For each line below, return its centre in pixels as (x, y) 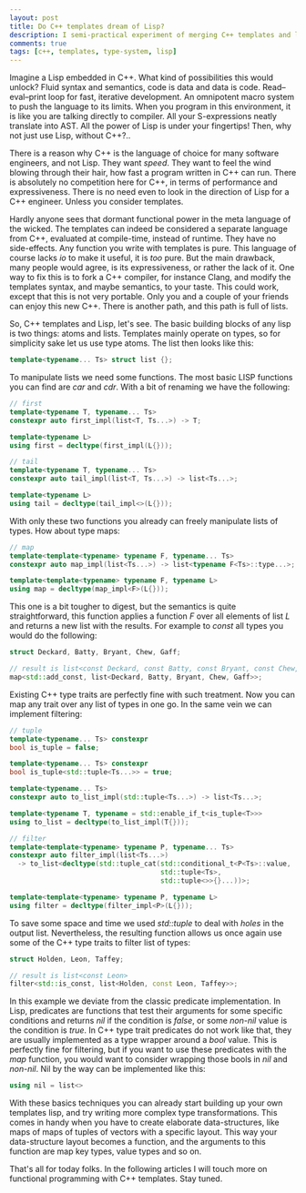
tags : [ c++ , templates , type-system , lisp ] (93, 52)
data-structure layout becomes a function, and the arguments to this (138, 1142)
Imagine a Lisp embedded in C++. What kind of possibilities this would (142, 77)
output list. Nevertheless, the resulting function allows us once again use (146, 933)
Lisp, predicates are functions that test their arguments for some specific (146, 1011)
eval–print (28, 97)
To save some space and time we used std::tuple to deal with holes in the (147, 923)
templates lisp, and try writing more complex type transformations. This (143, 1113)
